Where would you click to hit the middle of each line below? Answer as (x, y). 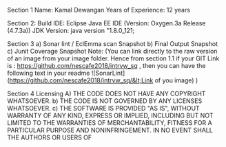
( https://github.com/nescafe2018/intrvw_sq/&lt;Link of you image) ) (103, 80)
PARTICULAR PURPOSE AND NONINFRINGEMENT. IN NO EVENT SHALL (110, 130)
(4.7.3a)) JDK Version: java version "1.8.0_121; (71, 31)
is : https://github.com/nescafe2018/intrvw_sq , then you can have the (106, 66)
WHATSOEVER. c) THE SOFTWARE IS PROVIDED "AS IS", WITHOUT (103, 108)
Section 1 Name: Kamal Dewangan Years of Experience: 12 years (99, 10)
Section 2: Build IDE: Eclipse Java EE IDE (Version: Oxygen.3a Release (106, 23)
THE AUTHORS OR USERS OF (50, 137)
